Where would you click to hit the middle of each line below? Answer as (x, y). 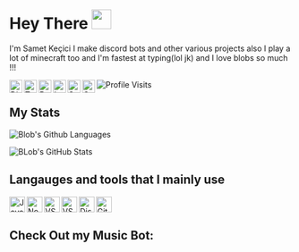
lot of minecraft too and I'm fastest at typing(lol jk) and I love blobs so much (149, 57)
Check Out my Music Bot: (81, 235)
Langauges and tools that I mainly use (117, 180)
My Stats (35, 113)
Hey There (49, 24)
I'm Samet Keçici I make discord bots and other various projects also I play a (150, 48)
